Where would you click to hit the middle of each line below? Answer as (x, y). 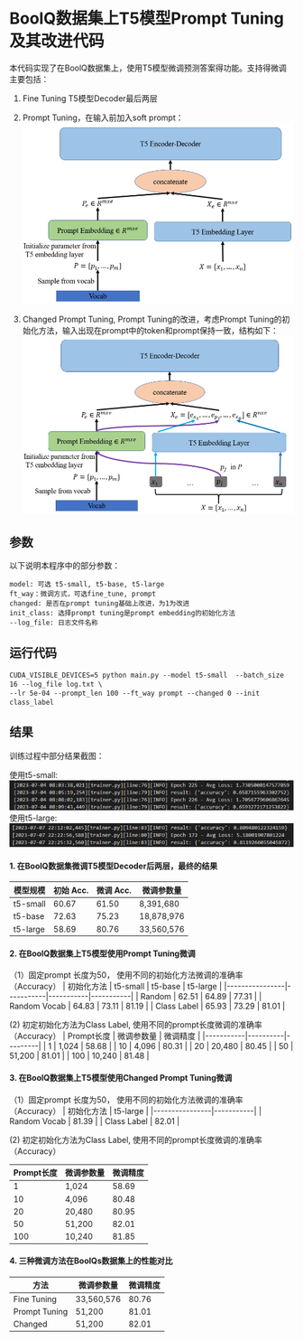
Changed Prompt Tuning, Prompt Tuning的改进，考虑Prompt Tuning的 (152, 319)
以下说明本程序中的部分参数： (64, 566)
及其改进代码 (57, 41)
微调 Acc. (114, 890)
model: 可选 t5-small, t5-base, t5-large (87, 585)
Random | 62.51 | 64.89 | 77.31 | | (201, 997)
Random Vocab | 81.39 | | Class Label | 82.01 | (95, 1121)
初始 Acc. (71, 890)
